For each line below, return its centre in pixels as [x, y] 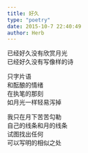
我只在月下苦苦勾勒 [34, 117]
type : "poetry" [29, 20]
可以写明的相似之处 [34, 143]
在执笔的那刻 [25, 94]
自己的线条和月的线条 [37, 125]
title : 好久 [23, 13]
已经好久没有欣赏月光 [37, 53]
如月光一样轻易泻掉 [34, 102]
